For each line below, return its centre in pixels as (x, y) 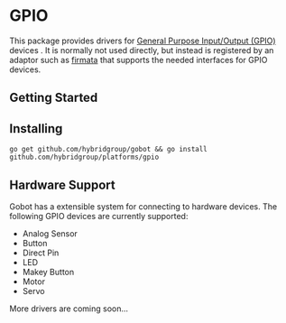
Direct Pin (41, 253)
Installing (36, 129)
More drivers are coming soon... (69, 309)
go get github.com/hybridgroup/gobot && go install (108, 150)
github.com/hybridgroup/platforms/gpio (84, 157)
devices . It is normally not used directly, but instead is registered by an (142, 50)
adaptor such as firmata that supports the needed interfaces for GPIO (138, 60)
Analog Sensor (50, 233)
